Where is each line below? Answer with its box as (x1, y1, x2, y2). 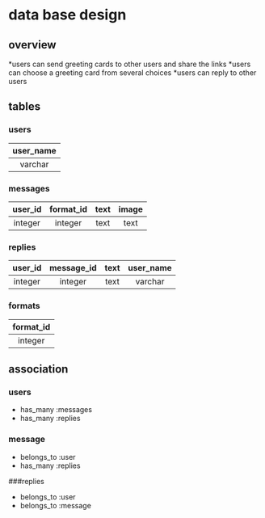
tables (8, 99, 41, 114)
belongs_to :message (19, 500, 91, 510)
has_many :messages (19, 405, 93, 415)
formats (8, 301, 40, 312)
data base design (8, 6, 127, 24)
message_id (49, 263, 97, 274)
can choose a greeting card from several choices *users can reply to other (8, 68, 257, 78)
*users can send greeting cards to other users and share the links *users (8, 59, 251, 69)
